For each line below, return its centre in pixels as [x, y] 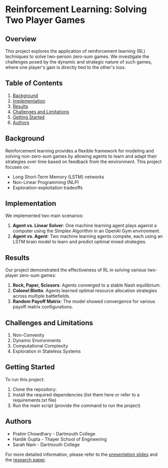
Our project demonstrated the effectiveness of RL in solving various [76, 270]
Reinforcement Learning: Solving [76, 9]
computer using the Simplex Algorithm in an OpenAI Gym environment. [86, 231]
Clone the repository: [35, 389]
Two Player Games [45, 20]
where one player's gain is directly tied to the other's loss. [66, 67]
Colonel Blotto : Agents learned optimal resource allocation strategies [85, 291]
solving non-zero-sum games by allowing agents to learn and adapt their [81, 156]
